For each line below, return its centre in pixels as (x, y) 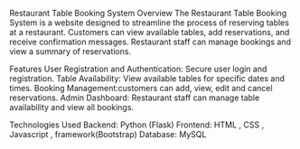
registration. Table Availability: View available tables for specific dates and (147, 79)
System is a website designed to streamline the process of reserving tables (149, 23)
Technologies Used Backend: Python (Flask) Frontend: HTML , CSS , (137, 125)
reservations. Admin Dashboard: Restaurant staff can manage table (135, 98)
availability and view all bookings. (71, 107)
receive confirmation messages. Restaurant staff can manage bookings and (150, 42)
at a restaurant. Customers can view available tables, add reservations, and (150, 32)
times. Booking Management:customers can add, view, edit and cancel (141, 88)
